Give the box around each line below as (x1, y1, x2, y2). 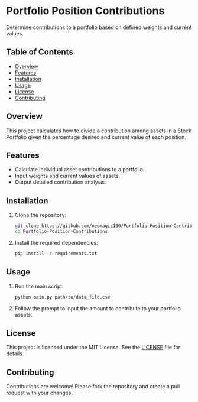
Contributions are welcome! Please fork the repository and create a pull (6, 383, 180, 390)
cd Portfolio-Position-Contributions (14, 229, 108, 235)
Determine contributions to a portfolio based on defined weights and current (6, 24, 192, 31)
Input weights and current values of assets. (14, 173, 120, 180)
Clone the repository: (14, 212, 67, 219)
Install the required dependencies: (14, 239, 99, 246)
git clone (14, 223, 40, 229)
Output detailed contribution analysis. (14, 179, 106, 186)
